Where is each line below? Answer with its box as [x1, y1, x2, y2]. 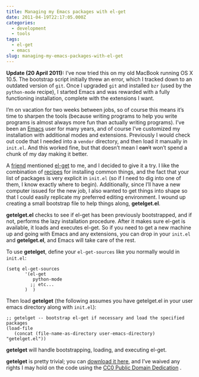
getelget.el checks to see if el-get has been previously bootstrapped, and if [6, 211, 192, 218]
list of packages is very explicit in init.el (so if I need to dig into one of [6, 174, 181, 181]
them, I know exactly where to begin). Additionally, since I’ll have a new [6, 181, 181, 188]
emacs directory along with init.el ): [6, 303, 97, 310]
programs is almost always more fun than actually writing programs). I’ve [6, 118, 185, 125]
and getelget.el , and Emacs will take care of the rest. [6, 236, 136, 244]
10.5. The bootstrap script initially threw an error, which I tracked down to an [6, 76, 192, 83]
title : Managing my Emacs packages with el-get [6, 8, 127, 15]
